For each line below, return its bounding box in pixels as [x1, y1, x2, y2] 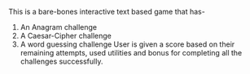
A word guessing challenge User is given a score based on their [20, 39, 235, 49]
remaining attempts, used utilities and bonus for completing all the [20, 48, 243, 57]
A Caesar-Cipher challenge [20, 31, 112, 40]
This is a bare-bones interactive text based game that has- [8, 7, 205, 16]
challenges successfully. [20, 56, 103, 66]
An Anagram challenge [20, 23, 98, 31]
